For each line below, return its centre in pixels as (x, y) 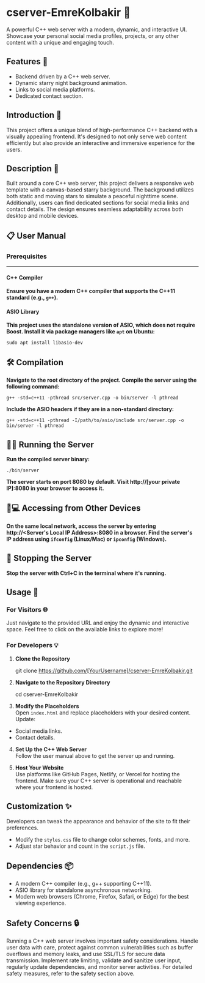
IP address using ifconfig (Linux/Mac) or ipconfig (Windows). (86, 539)
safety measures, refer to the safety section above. (70, 974)
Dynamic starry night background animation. (71, 83)
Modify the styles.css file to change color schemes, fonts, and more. (103, 839)
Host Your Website (39, 768)
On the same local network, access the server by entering (81, 526)
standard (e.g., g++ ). (32, 298)
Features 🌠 (27, 61)
